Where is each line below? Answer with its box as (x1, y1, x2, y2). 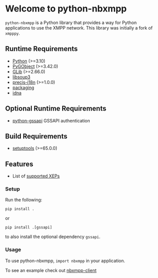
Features (5, 159, 33, 168)
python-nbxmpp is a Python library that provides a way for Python (5, 19, 137, 25)
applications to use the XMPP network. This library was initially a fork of (5, 24, 153, 30)
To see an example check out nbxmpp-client (5, 267, 97, 273)
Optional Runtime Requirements (5, 104, 107, 113)
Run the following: (5, 197, 42, 203)
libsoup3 (12, 73, 31, 80)
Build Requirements (5, 132, 68, 140)
